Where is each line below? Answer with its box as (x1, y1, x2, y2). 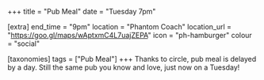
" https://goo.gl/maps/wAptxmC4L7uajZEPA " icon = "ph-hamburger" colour (7, 31, 253, 40)
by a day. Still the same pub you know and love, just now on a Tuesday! (7, 63, 240, 72)
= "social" (7, 39, 40, 48)
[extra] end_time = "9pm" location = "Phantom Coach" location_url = (7, 22, 231, 31)
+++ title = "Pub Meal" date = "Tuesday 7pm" (7, 7, 156, 16)
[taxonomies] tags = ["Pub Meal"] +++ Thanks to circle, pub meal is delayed (7, 55, 257, 63)
